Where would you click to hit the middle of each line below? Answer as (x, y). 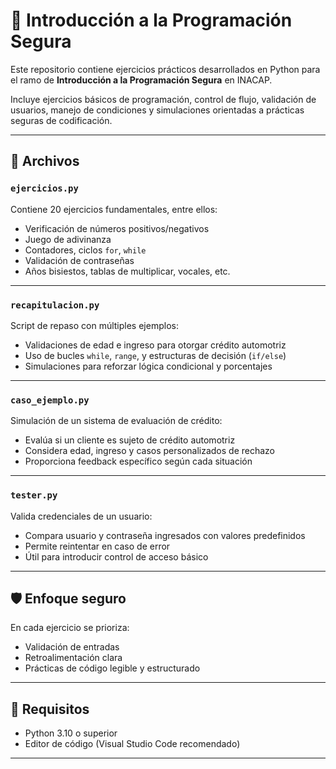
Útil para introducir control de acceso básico (116, 556)
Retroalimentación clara (73, 658)
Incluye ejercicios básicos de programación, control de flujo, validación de (163, 99)
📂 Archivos (45, 161)
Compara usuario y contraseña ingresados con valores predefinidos (165, 535)
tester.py (34, 495)
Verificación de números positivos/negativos (117, 228)
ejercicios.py (44, 188)
